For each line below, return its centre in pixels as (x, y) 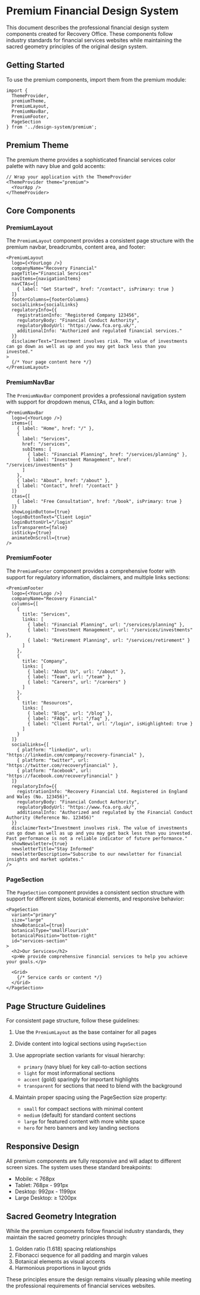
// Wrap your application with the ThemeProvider (69, 177)
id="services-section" (40, 941)
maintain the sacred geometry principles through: (67, 1237)
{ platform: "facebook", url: (54, 771)
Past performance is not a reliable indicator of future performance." (97, 839)
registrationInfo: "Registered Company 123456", (78, 315)
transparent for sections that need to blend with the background (103, 1085)
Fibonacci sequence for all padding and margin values (81, 1255)
